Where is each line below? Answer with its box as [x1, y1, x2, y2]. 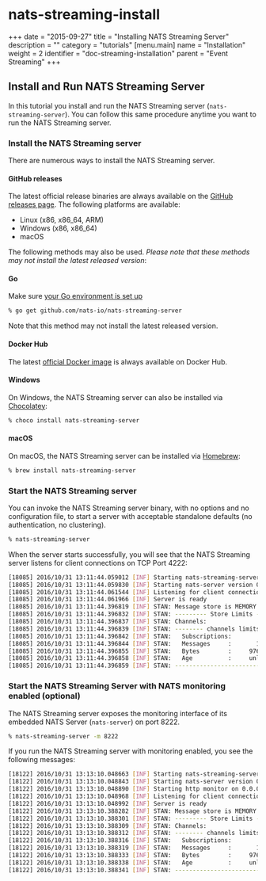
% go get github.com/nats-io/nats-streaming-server [8, 307, 182, 315]
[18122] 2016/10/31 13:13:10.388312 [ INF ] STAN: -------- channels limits [8, 830, 260, 837]
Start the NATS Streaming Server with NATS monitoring [8, 681, 226, 692]
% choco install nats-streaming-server [8, 416, 140, 425]
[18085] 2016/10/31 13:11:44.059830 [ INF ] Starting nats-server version [8, 581, 253, 589]
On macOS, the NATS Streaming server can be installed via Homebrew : [8, 451, 241, 460]
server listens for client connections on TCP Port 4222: [8, 558, 188, 567]
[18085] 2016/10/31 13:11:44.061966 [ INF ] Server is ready [8, 596, 207, 604]
